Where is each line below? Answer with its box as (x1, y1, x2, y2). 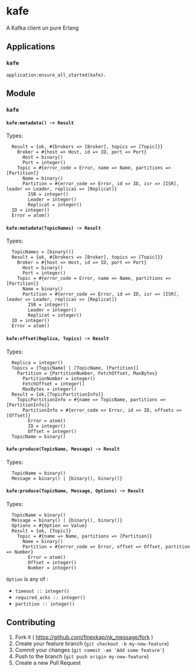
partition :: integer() (14, 601, 75, 607)
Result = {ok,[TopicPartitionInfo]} (11, 391, 104, 398)
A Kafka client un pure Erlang (6, 24, 79, 31)
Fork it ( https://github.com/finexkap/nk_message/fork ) (14, 633, 154, 641)
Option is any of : (6, 575, 48, 583)
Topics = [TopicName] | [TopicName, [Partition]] (11, 365, 139, 371)
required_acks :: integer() (14, 594, 86, 601)
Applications (6, 42, 55, 52)
